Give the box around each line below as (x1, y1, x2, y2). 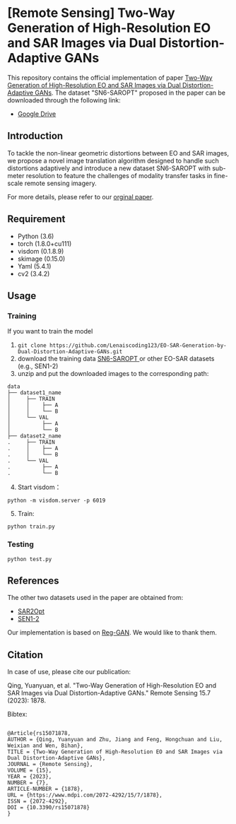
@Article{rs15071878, (7, 730, 71, 737)
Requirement (7, 213, 66, 225)
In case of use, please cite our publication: (7, 668, 131, 676)
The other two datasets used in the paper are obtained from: (7, 594, 184, 602)
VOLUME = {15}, (7, 767, 52, 775)
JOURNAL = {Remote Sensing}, (7, 761, 93, 768)
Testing (7, 539, 34, 549)
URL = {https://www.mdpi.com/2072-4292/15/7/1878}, (7, 791, 163, 799)
